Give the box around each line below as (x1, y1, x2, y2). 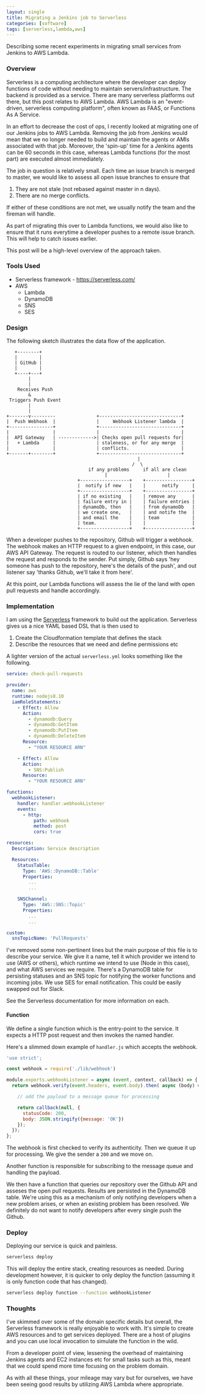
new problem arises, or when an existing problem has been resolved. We (6, 1200, 190, 1208)
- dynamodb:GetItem (28, 722, 78, 728)
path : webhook (33, 818, 70, 824)
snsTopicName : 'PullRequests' (12, 935, 88, 942)
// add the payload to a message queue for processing (17, 1094, 160, 1100)
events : (17, 806, 37, 812)
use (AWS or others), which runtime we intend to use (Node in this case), (6, 959, 190, 967)
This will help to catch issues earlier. (6, 234, 98, 242)
